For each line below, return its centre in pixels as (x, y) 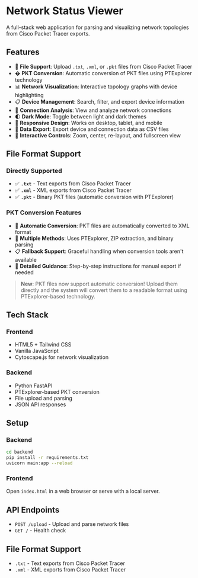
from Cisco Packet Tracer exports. (48, 33)
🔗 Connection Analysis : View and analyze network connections (93, 110)
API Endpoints (33, 510)
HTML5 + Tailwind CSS (43, 345)
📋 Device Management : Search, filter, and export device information (100, 101)
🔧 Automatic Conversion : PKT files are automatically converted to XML (102, 226)
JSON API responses (40, 404)
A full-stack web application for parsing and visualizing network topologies (98, 27)
